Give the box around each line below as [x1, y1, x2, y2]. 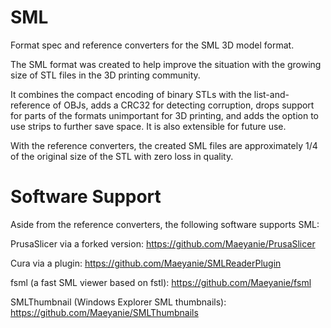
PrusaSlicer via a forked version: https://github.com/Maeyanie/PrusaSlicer [10, 237, 316, 250]
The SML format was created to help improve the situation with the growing [10, 58, 322, 70]
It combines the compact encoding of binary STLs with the [10, 88, 252, 100]
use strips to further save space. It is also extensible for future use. [10, 120, 287, 132]
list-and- [253, 88, 290, 100]
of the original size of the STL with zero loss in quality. [10, 150, 234, 162]
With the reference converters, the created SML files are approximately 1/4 [10, 139, 318, 151]
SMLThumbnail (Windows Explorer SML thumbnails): [10, 296, 227, 308]
